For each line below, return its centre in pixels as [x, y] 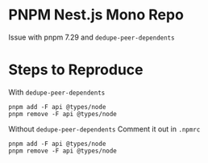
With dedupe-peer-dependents [57, 92]
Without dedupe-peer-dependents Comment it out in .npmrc [104, 129]
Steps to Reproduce [76, 70]
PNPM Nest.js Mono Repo [96, 15]
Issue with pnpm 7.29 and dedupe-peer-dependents [92, 37]
